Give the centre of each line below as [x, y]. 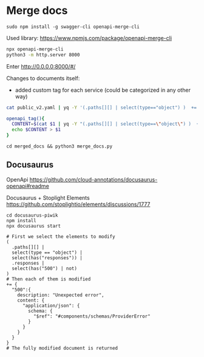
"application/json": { [51, 305]
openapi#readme [28, 186]
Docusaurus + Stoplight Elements [48, 197]
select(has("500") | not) [45, 268]
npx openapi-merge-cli [35, 49]
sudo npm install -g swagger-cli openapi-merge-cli [73, 27]
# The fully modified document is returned [62, 348]
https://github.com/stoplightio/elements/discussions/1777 [78, 204]
